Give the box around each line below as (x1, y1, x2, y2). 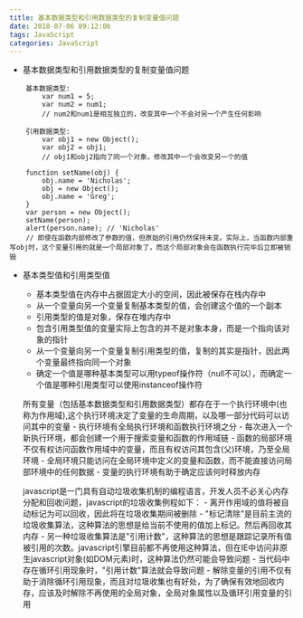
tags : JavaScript (9, 30, 75, 39)
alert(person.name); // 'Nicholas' (25, 223, 160, 233)
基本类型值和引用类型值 (22, 270, 110, 280)
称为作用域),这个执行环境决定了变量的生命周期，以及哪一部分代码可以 (22, 410, 282, 421)
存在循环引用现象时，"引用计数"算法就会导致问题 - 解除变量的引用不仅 (22, 565, 285, 575)
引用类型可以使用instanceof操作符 (75, 379, 204, 390)
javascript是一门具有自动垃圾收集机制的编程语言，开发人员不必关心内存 (22, 486, 289, 497)
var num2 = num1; (42, 100, 107, 109)
